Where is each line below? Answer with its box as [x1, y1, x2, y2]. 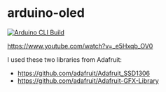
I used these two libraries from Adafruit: [7, 55, 123, 64]
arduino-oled [7, 5, 85, 21]
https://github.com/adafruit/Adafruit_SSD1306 [17, 69, 151, 77]
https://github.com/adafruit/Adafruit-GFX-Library [17, 76, 159, 85]
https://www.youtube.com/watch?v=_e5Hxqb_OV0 [7, 41, 153, 50]
